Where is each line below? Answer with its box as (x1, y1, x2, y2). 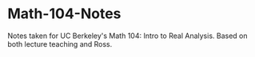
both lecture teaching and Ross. (7, 39, 113, 48)
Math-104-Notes (7, 5, 122, 23)
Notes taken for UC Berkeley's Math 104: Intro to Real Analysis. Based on (7, 31, 248, 40)
